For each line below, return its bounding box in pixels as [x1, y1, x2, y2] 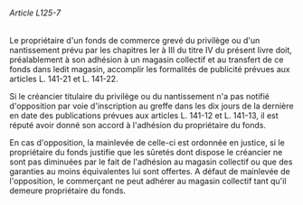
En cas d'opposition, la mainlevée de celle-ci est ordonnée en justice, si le [9, 137, 285, 148]
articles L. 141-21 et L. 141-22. [9, 73, 119, 85]
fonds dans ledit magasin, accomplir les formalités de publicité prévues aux [9, 64, 291, 75]
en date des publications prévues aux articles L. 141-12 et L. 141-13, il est [9, 110, 279, 121]
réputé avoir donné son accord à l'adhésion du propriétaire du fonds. [9, 120, 267, 131]
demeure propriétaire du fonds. [9, 185, 127, 196]
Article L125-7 [9, 7, 62, 18]
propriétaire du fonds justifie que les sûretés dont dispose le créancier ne [9, 147, 283, 158]
